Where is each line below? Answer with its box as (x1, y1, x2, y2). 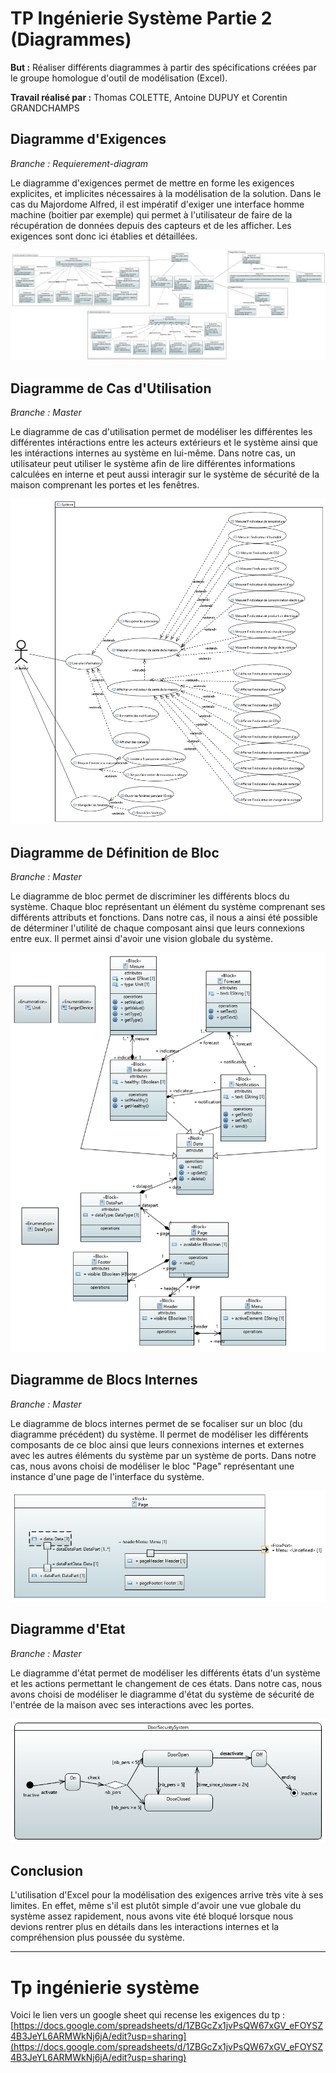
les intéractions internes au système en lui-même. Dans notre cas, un (10, 447, 296, 459)
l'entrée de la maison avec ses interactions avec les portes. (10, 1698, 255, 1711)
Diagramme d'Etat (10, 1621, 126, 1638)
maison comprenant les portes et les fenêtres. (10, 478, 200, 491)
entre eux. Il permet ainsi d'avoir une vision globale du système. (10, 933, 273, 945)
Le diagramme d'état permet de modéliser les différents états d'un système (10, 1667, 321, 1679)
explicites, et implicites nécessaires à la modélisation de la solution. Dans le (10, 187, 322, 199)
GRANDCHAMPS (10, 102, 80, 114)
